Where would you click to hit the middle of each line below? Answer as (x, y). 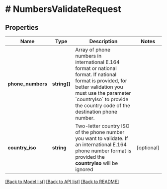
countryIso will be (97, 163)
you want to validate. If (102, 138)
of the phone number (100, 132)
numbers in (88, 56)
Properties (22, 28)
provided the (90, 157)
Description (103, 41)
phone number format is (103, 151)
